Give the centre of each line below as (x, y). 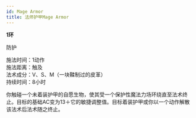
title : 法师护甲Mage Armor (38, 17)
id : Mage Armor (25, 12)
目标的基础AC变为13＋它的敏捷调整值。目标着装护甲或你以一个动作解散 (103, 101)
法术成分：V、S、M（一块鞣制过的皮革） (56, 74)
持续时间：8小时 (26, 82)
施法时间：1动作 (25, 60)
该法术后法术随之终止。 (35, 109)
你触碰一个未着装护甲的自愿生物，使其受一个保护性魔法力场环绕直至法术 (94, 94)
